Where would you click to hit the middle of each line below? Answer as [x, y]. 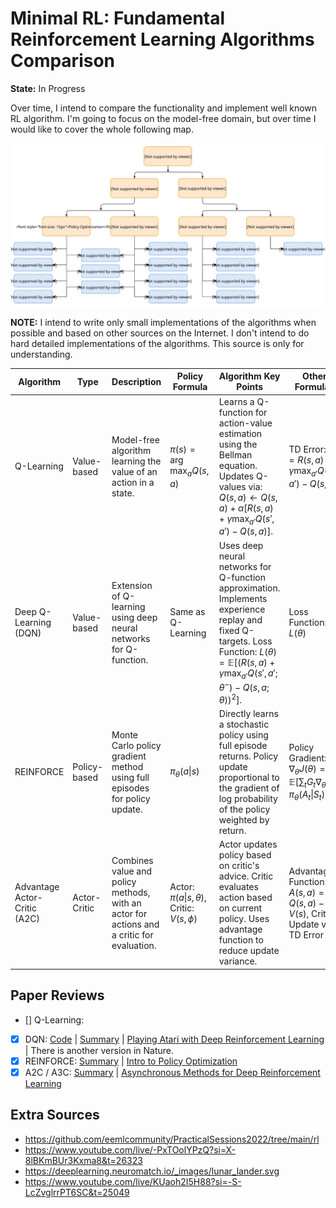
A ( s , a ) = [306, 892]
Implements [243, 598]
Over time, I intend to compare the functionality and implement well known [164, 108]
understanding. [41, 354]
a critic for [132, 934]
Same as [187, 612]
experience [242, 609]
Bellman [235, 454]
